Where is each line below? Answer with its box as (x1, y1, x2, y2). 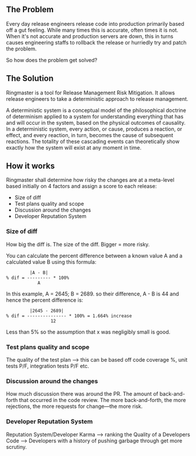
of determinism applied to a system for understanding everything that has (6, 113, 184, 120)
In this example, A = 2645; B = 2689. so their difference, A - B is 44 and (6, 290, 180, 297)
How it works (6, 161, 55, 171)
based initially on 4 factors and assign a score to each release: (6, 183, 157, 190)
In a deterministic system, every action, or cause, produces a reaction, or (6, 125, 183, 132)
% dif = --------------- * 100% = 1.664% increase (6, 313, 132, 319)
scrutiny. (6, 443, 27, 450)
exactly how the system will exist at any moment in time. (6, 144, 142, 151)
